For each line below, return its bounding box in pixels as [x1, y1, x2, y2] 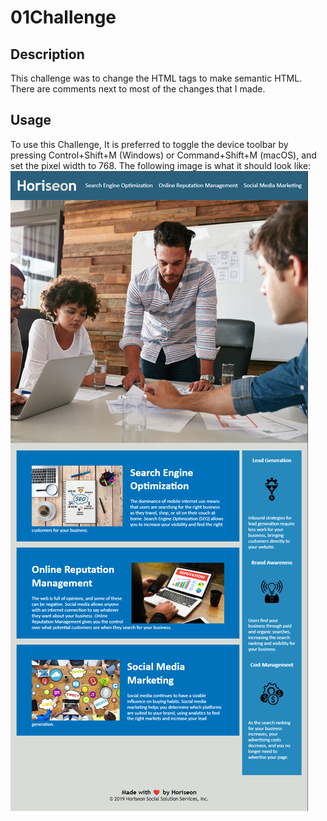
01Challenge [10, 6, 117, 29]
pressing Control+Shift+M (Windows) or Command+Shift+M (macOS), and [10, 149, 317, 161]
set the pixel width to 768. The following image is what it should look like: [10, 159, 312, 171]
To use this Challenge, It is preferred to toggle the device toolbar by [10, 138, 289, 150]
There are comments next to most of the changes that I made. [10, 83, 266, 95]
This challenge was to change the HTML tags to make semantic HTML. [10, 72, 303, 84]
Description [10, 46, 85, 63]
